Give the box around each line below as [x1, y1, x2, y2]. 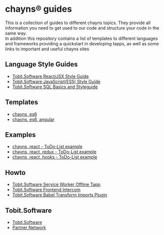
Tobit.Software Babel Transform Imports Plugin [12, 192, 108, 198]
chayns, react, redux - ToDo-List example [12, 149, 97, 155]
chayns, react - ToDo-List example [12, 144, 82, 150]
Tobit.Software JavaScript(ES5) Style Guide [12, 78, 101, 84]
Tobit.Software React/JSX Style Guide [12, 73, 89, 79]
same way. [5, 30, 27, 36]
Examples [5, 131, 36, 139]
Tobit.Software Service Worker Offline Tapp [12, 181, 101, 188]
